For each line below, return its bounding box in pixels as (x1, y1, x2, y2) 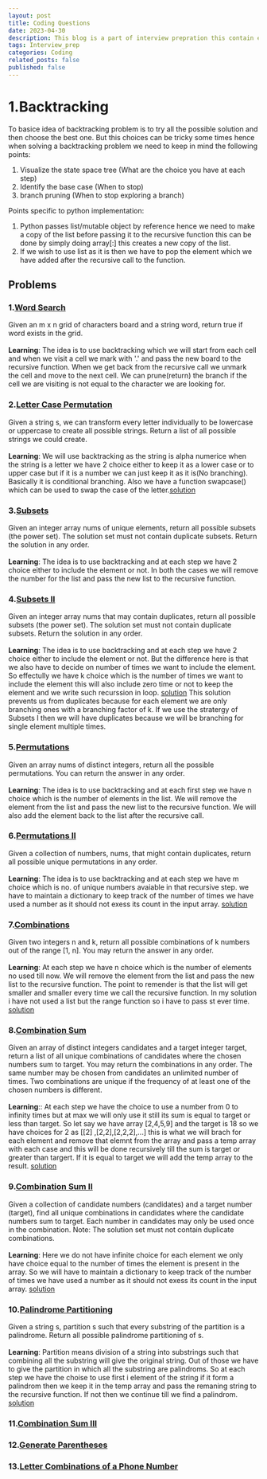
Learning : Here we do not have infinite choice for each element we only (8, 1250, 244, 1259)
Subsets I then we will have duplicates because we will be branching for (8, 714, 244, 723)
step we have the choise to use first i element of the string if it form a (8, 1373, 234, 1383)
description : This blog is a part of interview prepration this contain (8, 33, 254, 42)
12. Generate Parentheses (8, 1439, 108, 1450)
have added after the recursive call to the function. (19, 255, 186, 264)
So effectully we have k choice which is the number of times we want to (8, 671, 244, 681)
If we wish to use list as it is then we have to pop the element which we (19, 246, 253, 256)
